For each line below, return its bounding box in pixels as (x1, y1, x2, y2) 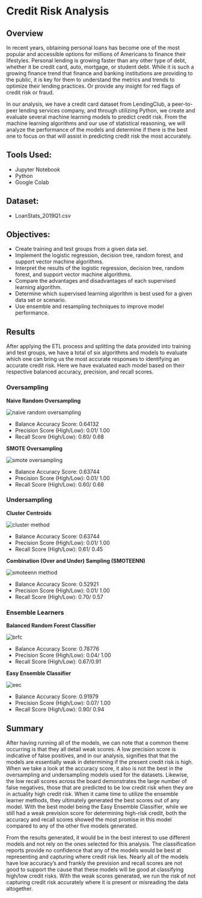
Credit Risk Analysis (6, 4, 109, 18)
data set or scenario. (14, 297, 67, 304)
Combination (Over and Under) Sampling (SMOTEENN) (6, 557, 145, 564)
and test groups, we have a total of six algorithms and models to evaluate (6, 349, 188, 356)
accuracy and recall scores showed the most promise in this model (6, 816, 172, 823)
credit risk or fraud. (6, 89, 54, 96)
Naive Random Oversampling (6, 397, 81, 404)
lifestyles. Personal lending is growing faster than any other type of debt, (6, 57, 187, 64)
